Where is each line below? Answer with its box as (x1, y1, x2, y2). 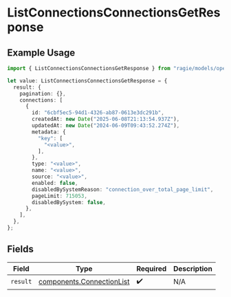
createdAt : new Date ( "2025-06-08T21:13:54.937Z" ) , (32, 115, 180, 123)
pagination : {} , (19, 90, 67, 97)
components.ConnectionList (38, 277, 130, 287)
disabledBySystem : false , (32, 199, 107, 206)
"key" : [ (37, 135, 63, 142)
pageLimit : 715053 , (32, 192, 88, 199)
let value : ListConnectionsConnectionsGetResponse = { (7, 77, 168, 84)
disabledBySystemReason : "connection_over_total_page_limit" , (32, 186, 214, 193)
